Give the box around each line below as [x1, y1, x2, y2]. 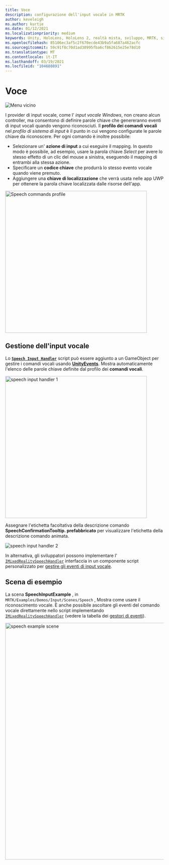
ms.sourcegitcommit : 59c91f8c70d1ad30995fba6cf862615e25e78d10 [5, 45, 141, 50]
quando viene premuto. [12, 170, 61, 176]
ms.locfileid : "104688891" [5, 64, 62, 69]
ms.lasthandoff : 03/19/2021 [5, 59, 64, 64]
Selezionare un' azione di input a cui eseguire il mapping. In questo [12, 143, 152, 149]
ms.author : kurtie [5, 21, 44, 27]
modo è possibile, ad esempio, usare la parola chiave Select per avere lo [12, 148, 163, 155]
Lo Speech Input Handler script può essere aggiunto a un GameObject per [5, 355, 159, 361]
